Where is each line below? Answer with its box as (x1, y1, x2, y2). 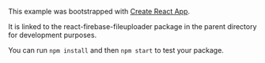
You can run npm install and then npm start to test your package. (8, 46, 224, 54)
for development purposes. (8, 31, 97, 39)
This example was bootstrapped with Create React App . (8, 7, 191, 16)
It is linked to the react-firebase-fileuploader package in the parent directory (8, 22, 257, 31)
